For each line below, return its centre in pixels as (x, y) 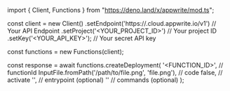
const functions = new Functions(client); (66, 52)
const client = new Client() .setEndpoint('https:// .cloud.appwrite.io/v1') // (112, 23)
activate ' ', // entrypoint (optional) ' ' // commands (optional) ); (96, 80)
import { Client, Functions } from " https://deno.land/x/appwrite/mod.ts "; (111, 10)
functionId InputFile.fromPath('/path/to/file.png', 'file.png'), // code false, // (115, 73)
